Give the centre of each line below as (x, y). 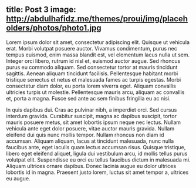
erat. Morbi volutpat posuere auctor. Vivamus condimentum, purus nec (92, 48)
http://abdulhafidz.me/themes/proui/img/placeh (97, 19)
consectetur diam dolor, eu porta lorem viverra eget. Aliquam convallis (91, 86)
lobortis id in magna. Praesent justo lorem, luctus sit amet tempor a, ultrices (97, 172)
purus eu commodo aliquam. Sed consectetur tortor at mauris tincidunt (92, 67)
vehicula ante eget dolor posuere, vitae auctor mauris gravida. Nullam (90, 128)
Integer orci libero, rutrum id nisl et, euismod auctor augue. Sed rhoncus (93, 61)
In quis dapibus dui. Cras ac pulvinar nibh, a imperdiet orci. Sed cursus (92, 110)
